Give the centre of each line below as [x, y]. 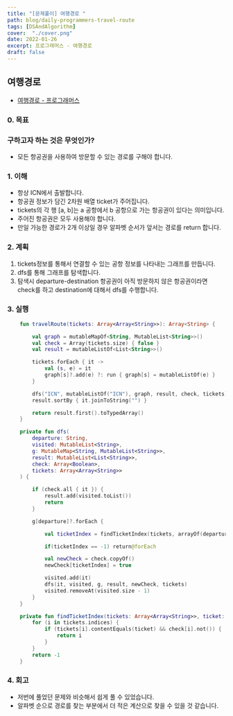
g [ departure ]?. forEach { [68, 521]
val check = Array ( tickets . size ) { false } [96, 343]
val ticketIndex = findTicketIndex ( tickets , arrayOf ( [123, 534]
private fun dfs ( [45, 432]
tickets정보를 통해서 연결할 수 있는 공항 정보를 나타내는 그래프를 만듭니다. [116, 264]
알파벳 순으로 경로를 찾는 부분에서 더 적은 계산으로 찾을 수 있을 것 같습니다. [118, 706]
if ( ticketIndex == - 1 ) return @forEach [100, 546]
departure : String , [60, 438]
